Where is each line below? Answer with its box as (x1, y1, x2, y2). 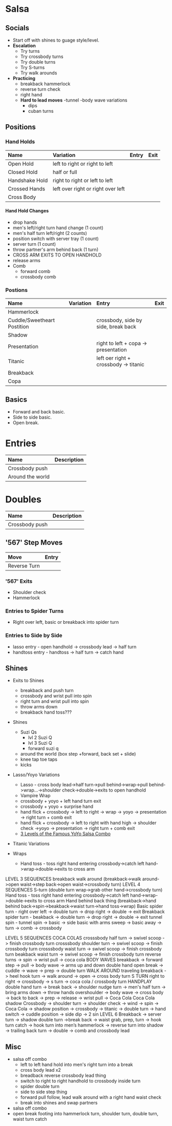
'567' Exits (5, 578, 33, 585)
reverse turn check (20, 86, 60, 92)
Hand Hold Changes (5, 208, 49, 214)
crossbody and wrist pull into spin (20, 693, 92, 699)
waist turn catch (12, 1116, 47, 1122)
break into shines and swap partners (20, 1100, 98, 1106)
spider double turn (20, 1083, 60, 1090)
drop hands (12, 219, 37, 225)
